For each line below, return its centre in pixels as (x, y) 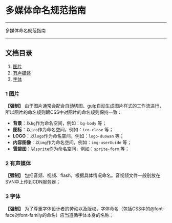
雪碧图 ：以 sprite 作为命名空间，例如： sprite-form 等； (71, 149)
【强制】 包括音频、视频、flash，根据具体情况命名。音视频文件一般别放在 (83, 175)
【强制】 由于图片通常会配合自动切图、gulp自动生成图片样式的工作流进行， (84, 106)
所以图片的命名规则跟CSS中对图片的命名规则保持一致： (64, 112)
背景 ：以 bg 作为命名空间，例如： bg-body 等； (60, 123)
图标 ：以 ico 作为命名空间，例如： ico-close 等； (63, 130)
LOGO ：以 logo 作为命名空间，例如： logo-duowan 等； (68, 136)
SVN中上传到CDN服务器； (33, 182)
